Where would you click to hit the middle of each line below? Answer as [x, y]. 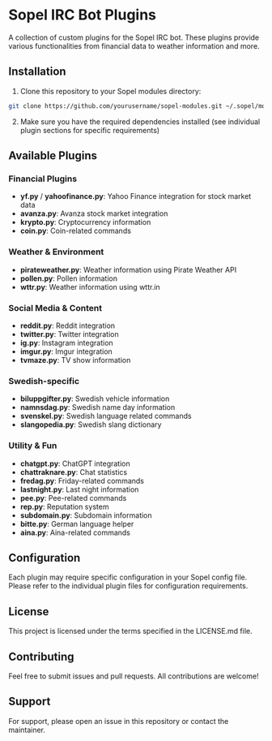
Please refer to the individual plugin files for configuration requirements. [128, 586]
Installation [37, 72]
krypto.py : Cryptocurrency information [85, 222]
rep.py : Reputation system [64, 506]
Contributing [41, 656]
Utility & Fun [33, 446]
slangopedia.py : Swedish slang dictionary [91, 424]
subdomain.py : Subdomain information [86, 515]
